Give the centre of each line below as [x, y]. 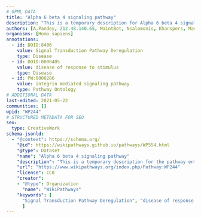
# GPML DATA [21, 12]
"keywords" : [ [34, 195]
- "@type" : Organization [48, 184]
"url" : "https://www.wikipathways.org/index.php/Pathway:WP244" [99, 167]
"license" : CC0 [36, 173]
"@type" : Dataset [39, 151]
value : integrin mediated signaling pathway [73, 84]
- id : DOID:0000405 [36, 62]
